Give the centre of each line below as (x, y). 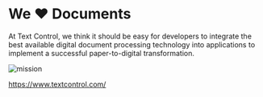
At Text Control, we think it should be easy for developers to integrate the (130, 36)
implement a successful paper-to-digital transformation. (102, 53)
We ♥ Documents (70, 14)
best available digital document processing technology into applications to (132, 44)
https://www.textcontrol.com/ (57, 84)
